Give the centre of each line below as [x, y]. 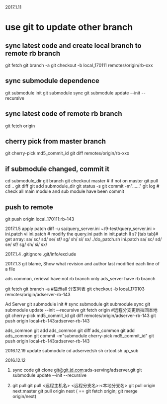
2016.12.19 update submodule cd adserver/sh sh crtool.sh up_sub [72, 351]
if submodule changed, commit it [57, 169]
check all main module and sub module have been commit [65, 191]
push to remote [29, 207]
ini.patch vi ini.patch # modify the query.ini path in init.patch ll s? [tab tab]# [82, 234]
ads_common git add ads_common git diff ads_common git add [70, 330]
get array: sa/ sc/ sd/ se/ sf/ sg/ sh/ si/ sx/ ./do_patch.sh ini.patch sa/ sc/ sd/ [83, 239]
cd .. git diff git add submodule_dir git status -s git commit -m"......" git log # [82, 186]
